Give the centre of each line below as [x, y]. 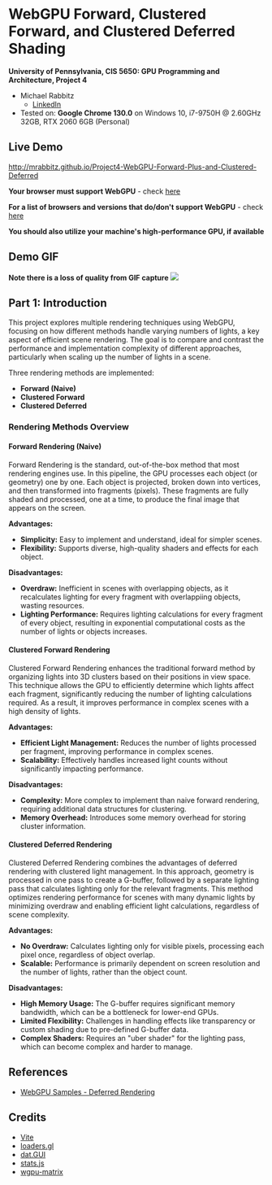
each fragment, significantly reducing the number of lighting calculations [130, 694]
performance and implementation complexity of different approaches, [125, 349]
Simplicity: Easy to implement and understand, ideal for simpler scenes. [141, 539]
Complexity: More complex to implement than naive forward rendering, [140, 800]
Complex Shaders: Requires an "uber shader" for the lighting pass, [133, 1038]
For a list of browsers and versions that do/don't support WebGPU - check [136, 207]
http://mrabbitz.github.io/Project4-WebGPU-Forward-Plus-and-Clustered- [133, 167]
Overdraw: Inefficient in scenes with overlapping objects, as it [124, 588]
